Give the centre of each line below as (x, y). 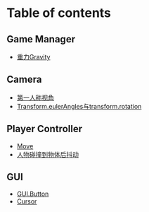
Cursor (27, 201)
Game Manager (41, 39)
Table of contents (59, 13)
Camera (24, 79)
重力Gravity (33, 57)
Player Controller (44, 129)
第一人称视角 (35, 98)
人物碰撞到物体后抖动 (47, 154)
